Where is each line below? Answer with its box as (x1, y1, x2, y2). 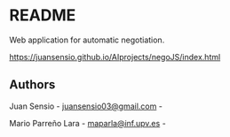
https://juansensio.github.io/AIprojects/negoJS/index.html (9, 51, 221, 62)
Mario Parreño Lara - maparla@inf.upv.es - (9, 118, 166, 128)
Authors (9, 77, 56, 93)
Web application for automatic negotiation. (9, 34, 165, 45)
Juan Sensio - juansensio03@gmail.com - (9, 101, 163, 111)
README (9, 5, 76, 26)
